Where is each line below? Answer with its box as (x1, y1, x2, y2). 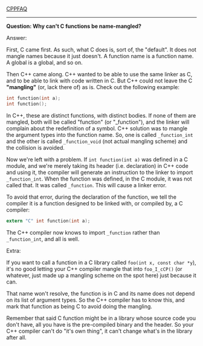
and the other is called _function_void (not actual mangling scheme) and (6, 138, 188, 145)
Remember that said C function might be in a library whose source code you (6, 314, 196, 322)
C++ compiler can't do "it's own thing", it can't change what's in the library (6, 327, 193, 334)
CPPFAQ (6, 5, 27, 12)
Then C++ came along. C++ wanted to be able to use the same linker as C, (6, 71, 193, 78)
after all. (6, 333, 27, 341)
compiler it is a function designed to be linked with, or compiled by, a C (6, 199, 183, 207)
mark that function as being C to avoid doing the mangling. (6, 302, 153, 310)
